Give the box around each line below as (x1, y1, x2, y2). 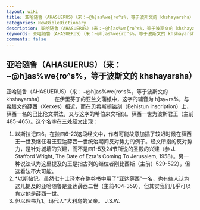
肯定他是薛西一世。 (14, 190, 62, 197)
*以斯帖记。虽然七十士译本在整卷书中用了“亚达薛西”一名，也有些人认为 (14, 175, 189, 182)
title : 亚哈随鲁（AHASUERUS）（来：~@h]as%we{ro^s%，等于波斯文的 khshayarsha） (6, 14, 195, 20)
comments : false (6, 36, 46, 42)
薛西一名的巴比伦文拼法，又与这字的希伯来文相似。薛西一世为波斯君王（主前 (6, 110, 194, 117)
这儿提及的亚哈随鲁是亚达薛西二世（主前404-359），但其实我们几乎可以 (14, 182, 191, 189)
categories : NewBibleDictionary (6, 20, 86, 26)
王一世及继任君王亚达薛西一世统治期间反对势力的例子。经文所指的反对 (14, 137, 187, 145)
